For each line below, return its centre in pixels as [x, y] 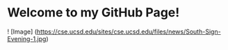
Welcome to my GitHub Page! [93, 13]
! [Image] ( [22, 32]
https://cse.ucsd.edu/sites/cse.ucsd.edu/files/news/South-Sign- [129, 32]
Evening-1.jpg [27, 38]
